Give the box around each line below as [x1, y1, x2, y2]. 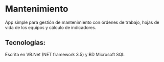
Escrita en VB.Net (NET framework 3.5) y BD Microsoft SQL [5, 51, 125, 57]
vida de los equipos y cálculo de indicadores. [5, 24, 96, 30]
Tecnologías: [5, 39, 46, 47]
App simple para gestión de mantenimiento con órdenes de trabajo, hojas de [5, 19, 160, 25]
